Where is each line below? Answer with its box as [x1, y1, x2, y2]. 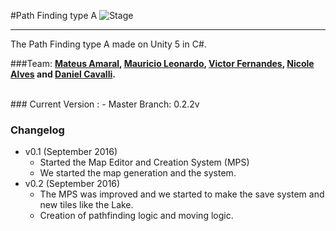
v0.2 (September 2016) [24, 178, 121, 190]
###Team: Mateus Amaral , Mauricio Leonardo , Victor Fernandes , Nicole [10, 58, 315, 69]
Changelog [10, 123, 65, 137]
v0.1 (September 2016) [24, 146, 118, 158]
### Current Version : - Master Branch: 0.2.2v [10, 98, 200, 110]
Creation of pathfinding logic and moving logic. [39, 210, 234, 222]
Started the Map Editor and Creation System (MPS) [39, 156, 250, 169]
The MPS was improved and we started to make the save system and [39, 188, 325, 200]
